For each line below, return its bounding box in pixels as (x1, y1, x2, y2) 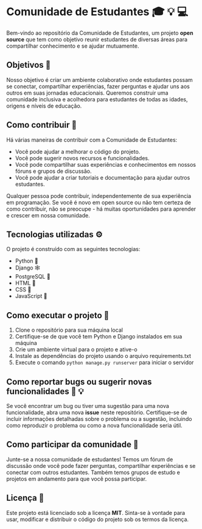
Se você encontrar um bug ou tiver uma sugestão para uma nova (6, 403, 169, 409)
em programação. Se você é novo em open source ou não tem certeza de (6, 199, 192, 206)
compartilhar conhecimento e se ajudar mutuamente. (6, 42, 139, 49)
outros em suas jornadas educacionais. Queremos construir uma (6, 89, 169, 97)
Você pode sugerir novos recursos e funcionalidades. (15, 154, 150, 162)
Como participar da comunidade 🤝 (6, 439, 139, 450)
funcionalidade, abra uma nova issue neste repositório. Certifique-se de (6, 409, 187, 416)
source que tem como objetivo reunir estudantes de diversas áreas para (6, 35, 187, 43)
